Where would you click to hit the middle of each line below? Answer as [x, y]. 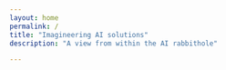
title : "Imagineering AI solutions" [79, 35]
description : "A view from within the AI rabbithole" [114, 43]
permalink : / [34, 26]
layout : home [34, 18]
